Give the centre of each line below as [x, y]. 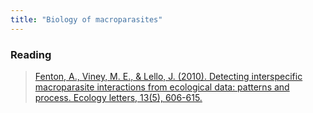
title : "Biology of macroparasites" [86, 19]
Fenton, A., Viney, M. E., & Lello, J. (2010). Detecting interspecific [168, 76]
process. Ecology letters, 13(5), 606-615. [118, 97]
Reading [31, 54]
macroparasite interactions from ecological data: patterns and [162, 87]
